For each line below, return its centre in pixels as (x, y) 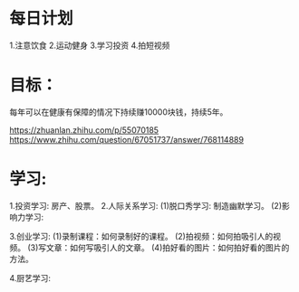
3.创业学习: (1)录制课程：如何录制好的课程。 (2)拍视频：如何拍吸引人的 (141, 236)
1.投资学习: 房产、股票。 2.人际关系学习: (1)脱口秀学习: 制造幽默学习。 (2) (146, 205)
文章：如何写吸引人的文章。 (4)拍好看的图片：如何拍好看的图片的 (168, 247)
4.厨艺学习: (30, 278)
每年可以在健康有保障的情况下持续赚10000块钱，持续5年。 (119, 112)
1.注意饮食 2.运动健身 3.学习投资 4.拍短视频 (90, 45)
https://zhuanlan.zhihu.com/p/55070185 (84, 130)
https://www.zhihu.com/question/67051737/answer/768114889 (127, 139)
